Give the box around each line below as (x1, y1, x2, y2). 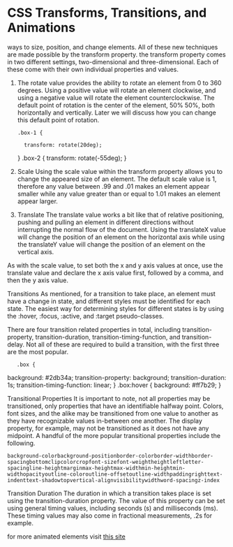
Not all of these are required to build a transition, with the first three (26, 340, 220, 349)
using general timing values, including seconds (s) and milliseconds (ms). (7, 504, 218, 512)
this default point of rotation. (17, 115, 100, 124)
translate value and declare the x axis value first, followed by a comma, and (7, 268, 224, 277)
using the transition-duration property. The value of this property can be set (7, 496, 225, 504)
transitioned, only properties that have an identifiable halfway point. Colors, (7, 402, 224, 410)
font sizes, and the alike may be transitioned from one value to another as (7, 409, 218, 417)
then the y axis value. (7, 276, 68, 284)
